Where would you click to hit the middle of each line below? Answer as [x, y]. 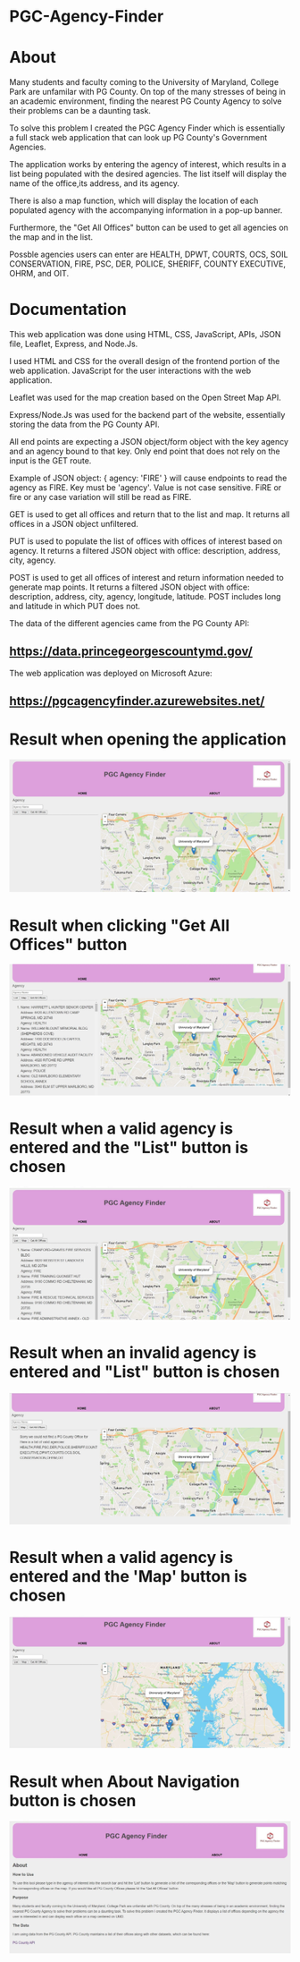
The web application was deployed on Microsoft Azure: [111, 673]
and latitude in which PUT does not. [75, 607]
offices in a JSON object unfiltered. [74, 524]
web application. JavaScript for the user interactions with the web [130, 371]
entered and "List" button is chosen [145, 1372]
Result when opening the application [148, 739]
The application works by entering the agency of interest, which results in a [148, 165]
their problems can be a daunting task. [80, 111]
